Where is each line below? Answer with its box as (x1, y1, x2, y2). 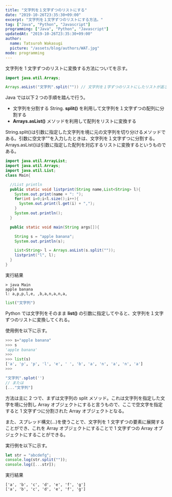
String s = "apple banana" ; (14, 234, 74, 239)
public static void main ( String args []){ (10, 224, 100, 230)
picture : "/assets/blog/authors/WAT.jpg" (10, 46, 100, 51)
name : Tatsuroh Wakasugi (10, 41, 63, 46)
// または (5, 380, 24, 385)
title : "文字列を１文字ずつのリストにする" (5, 7, 87, 13)
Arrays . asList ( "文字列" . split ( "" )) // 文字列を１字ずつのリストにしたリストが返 (5, 85, 164, 90)
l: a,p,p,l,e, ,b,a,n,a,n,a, (5, 291, 68, 296)
